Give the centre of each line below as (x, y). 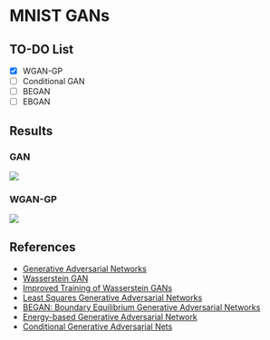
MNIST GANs (60, 16)
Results (31, 131)
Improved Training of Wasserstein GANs (97, 288)
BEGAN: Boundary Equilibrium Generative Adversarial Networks (141, 307)
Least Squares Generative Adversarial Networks (112, 298)
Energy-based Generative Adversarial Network (110, 317)
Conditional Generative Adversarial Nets (97, 326)
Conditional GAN (53, 82)
